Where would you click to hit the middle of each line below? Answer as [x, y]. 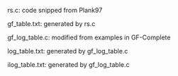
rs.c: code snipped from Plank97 [55, 10]
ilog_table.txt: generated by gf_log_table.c [68, 65]
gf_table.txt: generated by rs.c [51, 24]
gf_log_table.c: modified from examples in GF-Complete [89, 37]
